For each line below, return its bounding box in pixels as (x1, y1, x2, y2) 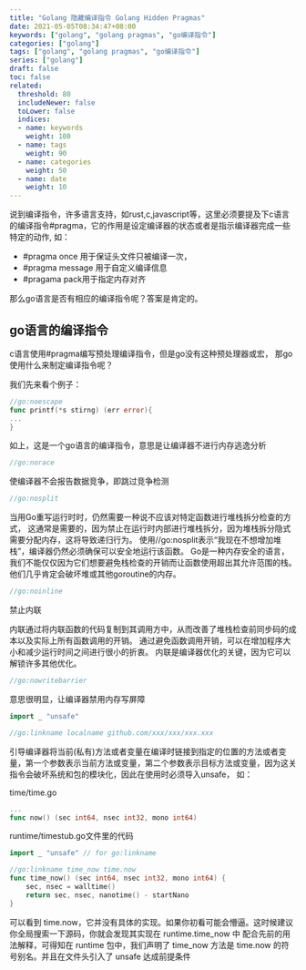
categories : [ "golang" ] (9, 38, 100, 48)
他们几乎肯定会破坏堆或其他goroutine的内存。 (9, 568, 182, 579)
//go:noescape (9, 397, 64, 406)
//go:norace (9, 458, 55, 467)
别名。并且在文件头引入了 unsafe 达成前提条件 (16, 951, 191, 962)
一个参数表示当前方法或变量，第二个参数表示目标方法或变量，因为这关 (33, 757, 297, 768)
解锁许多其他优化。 (9, 658, 82, 669)
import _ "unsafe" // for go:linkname (9, 849, 157, 858)
